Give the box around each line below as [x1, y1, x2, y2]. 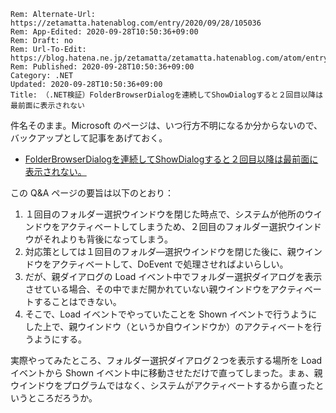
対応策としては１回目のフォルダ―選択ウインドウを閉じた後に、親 [24, 246, 297, 257]
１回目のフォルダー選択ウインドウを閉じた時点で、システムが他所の [24, 208, 305, 220]
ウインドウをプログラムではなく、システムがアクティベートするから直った [10, 380, 316, 391]
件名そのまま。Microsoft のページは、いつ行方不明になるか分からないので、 [10, 120, 323, 131]
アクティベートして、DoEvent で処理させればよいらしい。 [51, 258, 289, 270]
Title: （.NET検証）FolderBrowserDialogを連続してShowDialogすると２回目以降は [10, 90, 324, 100]
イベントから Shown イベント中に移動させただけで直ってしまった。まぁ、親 [10, 367, 323, 379]
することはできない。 [33, 296, 122, 307]
